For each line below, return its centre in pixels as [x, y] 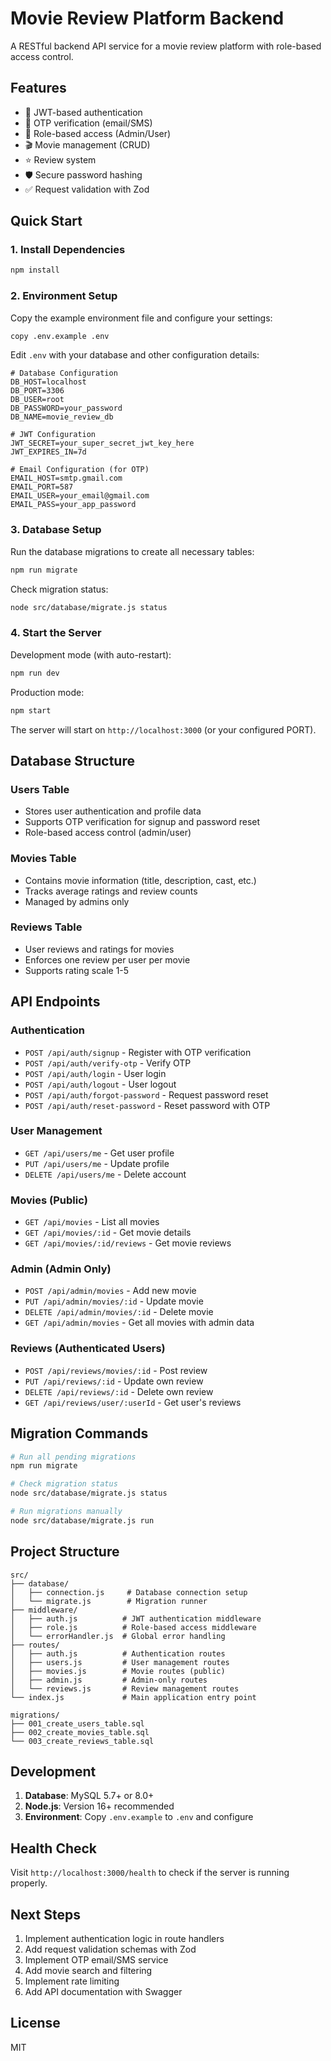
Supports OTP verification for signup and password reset [142, 822]
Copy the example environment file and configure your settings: [141, 318]
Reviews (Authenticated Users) [88, 1349]
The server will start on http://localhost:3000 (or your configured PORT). [163, 729]
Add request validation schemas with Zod [110, 1949]
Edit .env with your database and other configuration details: [135, 355]
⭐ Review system [60, 159]
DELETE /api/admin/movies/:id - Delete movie [119, 1312]
